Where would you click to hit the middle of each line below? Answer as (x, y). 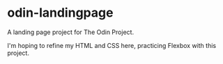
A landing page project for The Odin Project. (71, 32)
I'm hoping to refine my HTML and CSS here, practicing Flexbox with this (112, 45)
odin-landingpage (60, 13)
